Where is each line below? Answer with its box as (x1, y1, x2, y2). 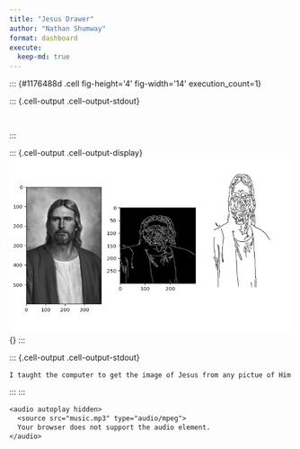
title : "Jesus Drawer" (9, 14, 94, 23)
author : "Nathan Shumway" (9, 23, 106, 33)
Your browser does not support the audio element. (17, 423, 211, 432)
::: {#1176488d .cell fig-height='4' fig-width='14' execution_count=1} (9, 78, 262, 89)
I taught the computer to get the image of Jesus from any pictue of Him (9, 370, 292, 380)
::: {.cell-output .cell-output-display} (9, 148, 144, 158)
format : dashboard (9, 33, 78, 42)
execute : (9, 43, 42, 52)
